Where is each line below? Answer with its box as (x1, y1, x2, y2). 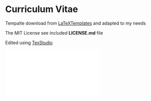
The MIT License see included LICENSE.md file (5, 30, 103, 36)
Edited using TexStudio (5, 39, 53, 46)
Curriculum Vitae (5, 4, 78, 15)
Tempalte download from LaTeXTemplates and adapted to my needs (5, 20, 146, 26)
